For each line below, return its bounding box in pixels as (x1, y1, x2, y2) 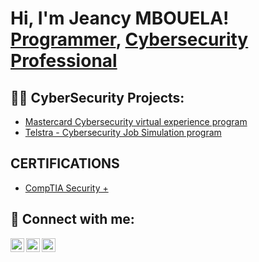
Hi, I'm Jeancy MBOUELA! (10, 7, 230, 30)
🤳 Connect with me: (10, 211, 135, 228)
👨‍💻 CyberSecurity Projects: (10, 89, 185, 106)
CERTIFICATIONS (10, 155, 120, 172)
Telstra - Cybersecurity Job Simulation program (24, 127, 222, 138)
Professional (10, 50, 118, 72)
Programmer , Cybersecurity (10, 28, 249, 51)
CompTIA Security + (24, 182, 109, 194)
